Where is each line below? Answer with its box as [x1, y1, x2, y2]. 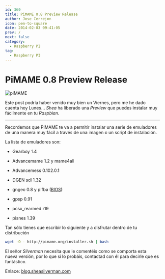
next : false [5, 35, 29, 40]
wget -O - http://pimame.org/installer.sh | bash [5, 239, 109, 245]
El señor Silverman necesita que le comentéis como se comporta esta [5, 249, 147, 254]
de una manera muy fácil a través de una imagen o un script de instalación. [5, 130, 157, 136]
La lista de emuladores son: [5, 139, 61, 145]
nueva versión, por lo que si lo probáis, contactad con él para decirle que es [5, 253, 159, 259]
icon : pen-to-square [5, 21, 48, 26]
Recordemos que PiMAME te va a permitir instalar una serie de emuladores [5, 124, 157, 130]
